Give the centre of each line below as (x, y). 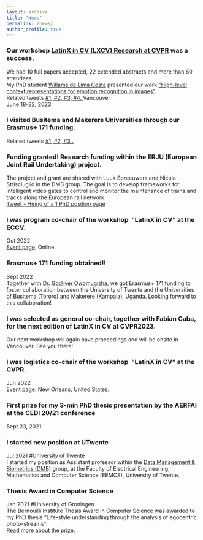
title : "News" (25, 18)
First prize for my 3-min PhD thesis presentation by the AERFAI (102, 405)
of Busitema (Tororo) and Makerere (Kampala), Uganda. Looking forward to (101, 296)
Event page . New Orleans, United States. (58, 389)
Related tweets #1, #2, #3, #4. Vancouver (58, 97)
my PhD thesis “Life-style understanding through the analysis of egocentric (102, 517)
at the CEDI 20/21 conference (51, 413)
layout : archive (27, 12)
